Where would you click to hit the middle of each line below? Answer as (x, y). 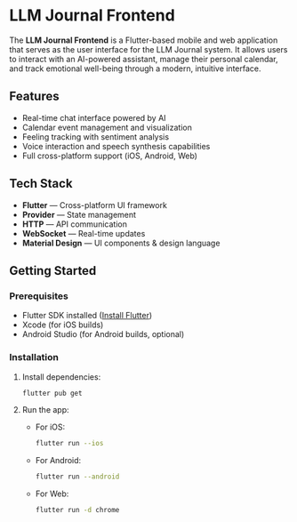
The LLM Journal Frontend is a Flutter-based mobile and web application (144, 40)
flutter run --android (77, 477)
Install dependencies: (61, 377)
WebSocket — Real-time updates (84, 233)
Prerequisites (39, 296)
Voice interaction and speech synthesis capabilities (116, 146)
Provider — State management (79, 214)
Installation (34, 357)
